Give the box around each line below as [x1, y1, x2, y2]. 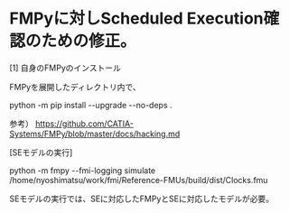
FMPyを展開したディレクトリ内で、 [9, 81, 142, 92]
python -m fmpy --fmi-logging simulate [9, 164, 156, 176]
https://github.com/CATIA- [34, 118, 134, 129]
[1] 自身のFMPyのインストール [9, 62, 122, 73]
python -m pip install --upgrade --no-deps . [9, 99, 172, 110]
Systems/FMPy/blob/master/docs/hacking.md [9, 128, 181, 139]
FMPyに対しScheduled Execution [9, 8, 264, 29]
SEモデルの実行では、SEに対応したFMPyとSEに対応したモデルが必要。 [9, 193, 274, 204]
